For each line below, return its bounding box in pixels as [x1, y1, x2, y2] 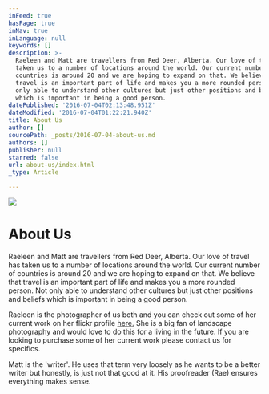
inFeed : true [8, 11, 52, 20]
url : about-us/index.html [8, 161, 94, 169]
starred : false [8, 153, 59, 161]
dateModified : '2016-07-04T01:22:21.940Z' [8, 109, 152, 117]
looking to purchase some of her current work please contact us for [8, 335, 232, 345]
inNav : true [8, 26, 48, 35]
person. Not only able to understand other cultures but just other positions [8, 286, 254, 295]
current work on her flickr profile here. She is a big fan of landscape [8, 318, 232, 327]
